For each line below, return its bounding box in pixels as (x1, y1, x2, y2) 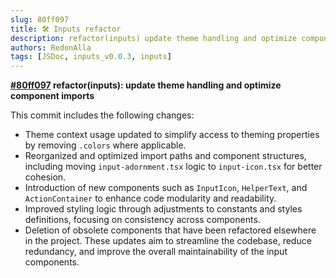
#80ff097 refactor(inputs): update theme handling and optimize (10, 79, 282, 91)
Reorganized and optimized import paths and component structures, (24, 150, 307, 162)
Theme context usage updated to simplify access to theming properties (24, 129, 320, 141)
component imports (10, 90, 95, 102)
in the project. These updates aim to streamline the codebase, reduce (24, 235, 312, 247)
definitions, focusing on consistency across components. (24, 214, 261, 226)
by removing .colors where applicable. (24, 139, 187, 151)
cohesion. (24, 171, 67, 183)
